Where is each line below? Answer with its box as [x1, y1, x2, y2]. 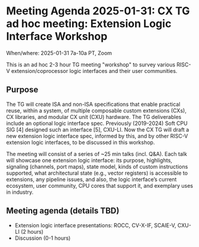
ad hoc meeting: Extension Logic [6, 17, 172, 31]
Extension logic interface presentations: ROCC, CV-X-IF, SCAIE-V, [14, 221, 176, 228]
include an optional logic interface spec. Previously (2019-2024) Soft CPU [6, 120, 188, 127]
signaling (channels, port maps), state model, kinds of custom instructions [6, 163, 188, 170]
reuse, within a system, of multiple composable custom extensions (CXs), [6, 106, 186, 114]
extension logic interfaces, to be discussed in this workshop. [6, 139, 155, 146]
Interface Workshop [6, 30, 108, 43]
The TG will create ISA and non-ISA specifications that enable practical [6, 100, 181, 108]
